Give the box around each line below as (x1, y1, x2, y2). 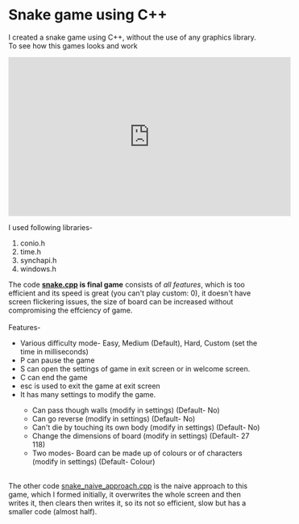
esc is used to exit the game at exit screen (19, 381, 161, 391)
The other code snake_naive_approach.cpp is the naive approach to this (8, 480, 248, 490)
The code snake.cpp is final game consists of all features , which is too (8, 279, 246, 289)
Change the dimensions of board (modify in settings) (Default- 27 (31, 430, 250, 441)
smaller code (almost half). (8, 506, 98, 516)
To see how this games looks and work (8, 40, 139, 50)
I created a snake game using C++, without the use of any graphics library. (8, 32, 256, 42)
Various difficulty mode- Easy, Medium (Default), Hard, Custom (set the (19, 337, 258, 348)
